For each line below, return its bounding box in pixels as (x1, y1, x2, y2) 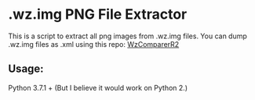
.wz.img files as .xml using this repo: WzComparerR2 (8, 39, 180, 48)
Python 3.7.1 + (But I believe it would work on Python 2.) (8, 83, 188, 92)
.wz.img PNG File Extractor (8, 5, 188, 23)
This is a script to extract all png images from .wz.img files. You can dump (8, 31, 247, 41)
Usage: (8, 62, 45, 76)
